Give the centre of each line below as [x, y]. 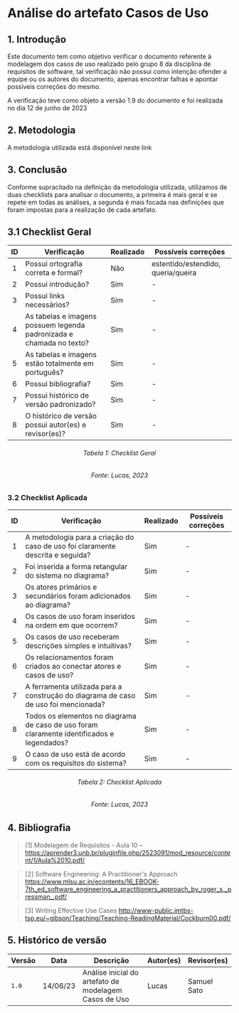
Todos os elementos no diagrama [81, 716]
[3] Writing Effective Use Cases [71, 910]
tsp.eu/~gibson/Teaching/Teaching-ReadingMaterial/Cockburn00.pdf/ [128, 918]
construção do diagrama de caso [80, 695]
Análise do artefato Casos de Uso [108, 13]
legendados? [47, 743]
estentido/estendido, [186, 264]
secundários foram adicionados [78, 595]
